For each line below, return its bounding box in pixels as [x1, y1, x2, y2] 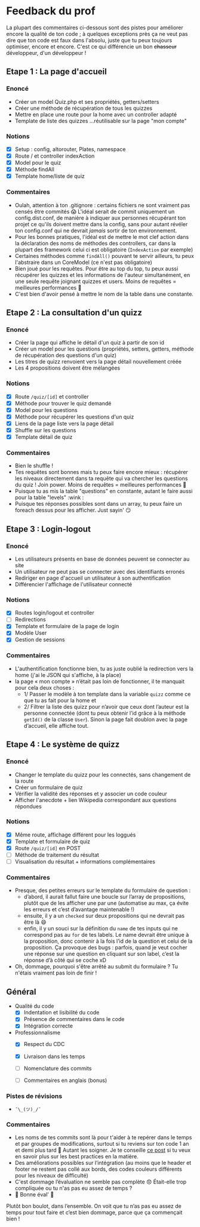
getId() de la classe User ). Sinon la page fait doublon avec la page [23, 715, 188, 723]
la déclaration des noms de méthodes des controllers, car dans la [14, 239, 176, 247]
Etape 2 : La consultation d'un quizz [6, 307, 142, 318]
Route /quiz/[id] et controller [14, 393, 89, 400]
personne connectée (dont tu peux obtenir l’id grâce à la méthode [23, 709, 186, 716]
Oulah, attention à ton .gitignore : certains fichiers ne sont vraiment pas [14, 201, 190, 208]
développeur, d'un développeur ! [6, 49, 87, 56]
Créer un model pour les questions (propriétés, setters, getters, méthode [14, 345, 194, 353]
